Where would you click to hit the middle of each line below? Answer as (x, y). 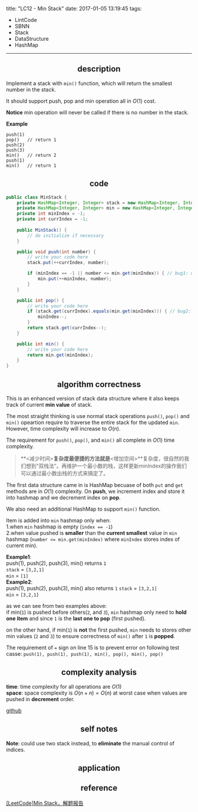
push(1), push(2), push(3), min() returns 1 (56, 563)
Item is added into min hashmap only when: (58, 520)
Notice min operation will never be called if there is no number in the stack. (98, 112)
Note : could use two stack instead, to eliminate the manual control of (90, 743)
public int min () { (41, 344)
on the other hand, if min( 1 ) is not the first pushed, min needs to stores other (99, 630)
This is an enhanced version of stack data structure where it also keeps (93, 398)
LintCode (26, 20)
